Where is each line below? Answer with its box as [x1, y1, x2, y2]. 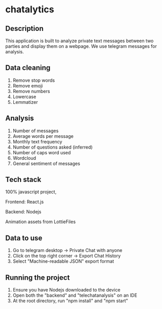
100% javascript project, [5, 189, 57, 195]
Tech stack [5, 175, 42, 184]
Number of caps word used [12, 149, 71, 155]
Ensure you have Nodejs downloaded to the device [12, 287, 120, 293]
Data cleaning [5, 63, 51, 72]
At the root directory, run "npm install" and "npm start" [12, 298, 128, 304]
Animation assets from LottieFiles [5, 219, 76, 225]
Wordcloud [12, 155, 36, 161]
